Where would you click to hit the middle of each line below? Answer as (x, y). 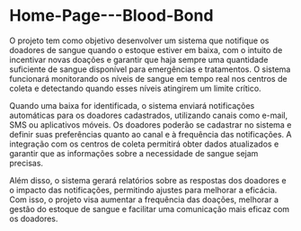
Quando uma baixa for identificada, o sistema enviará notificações (132, 105)
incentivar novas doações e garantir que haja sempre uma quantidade (139, 59)
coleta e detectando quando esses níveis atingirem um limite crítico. (136, 88)
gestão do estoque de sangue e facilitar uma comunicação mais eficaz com (150, 209)
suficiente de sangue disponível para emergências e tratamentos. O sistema (150, 69)
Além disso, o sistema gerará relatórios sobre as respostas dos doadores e (148, 180)
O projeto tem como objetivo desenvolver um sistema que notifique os (139, 40)
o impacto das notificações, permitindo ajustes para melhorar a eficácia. (143, 190)
